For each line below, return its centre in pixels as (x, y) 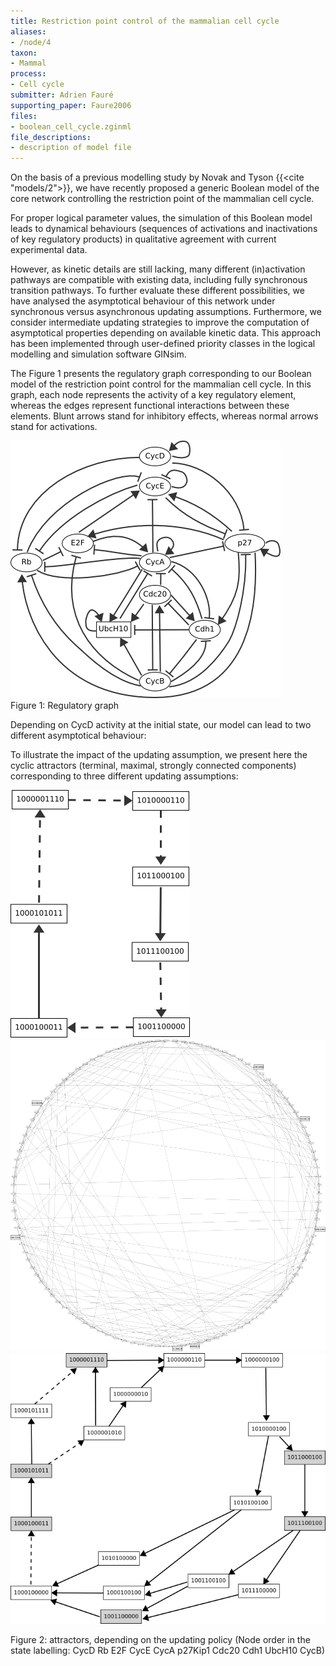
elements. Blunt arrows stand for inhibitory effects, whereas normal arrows (164, 416)
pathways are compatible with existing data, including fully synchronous (159, 280)
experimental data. (49, 250)
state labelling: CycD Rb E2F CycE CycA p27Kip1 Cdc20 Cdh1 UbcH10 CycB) (168, 1651)
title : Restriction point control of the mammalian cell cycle (145, 21)
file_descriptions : (51, 137)
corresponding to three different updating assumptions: (124, 776)
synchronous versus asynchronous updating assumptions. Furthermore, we (166, 312)
